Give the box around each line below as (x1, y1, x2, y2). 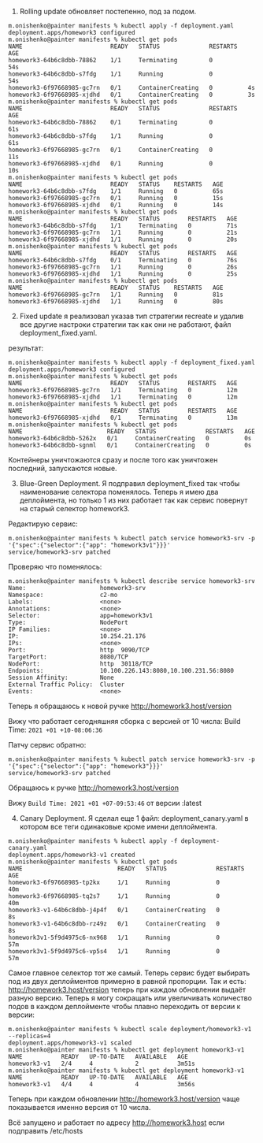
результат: (8, 343, 44, 353)
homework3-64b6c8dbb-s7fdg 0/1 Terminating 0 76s (8, 256, 238, 264)
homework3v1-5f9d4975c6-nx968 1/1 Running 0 (8, 933, 220, 941)
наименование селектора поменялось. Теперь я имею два (19, 488, 219, 496)
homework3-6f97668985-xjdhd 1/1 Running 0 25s (8, 270, 238, 278)
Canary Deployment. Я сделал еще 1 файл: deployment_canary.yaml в (19, 814, 249, 822)
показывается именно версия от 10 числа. (8, 1103, 151, 1111)
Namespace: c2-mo (8, 591, 118, 599)
